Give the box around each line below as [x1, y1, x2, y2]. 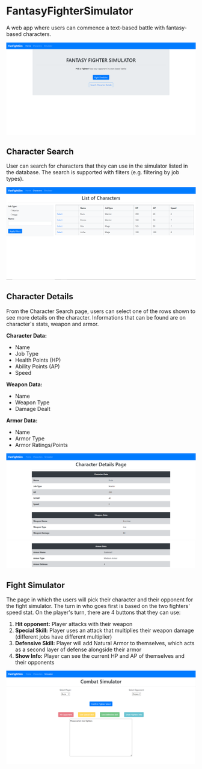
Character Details [6, 291, 73, 302]
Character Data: [6, 332, 47, 339]
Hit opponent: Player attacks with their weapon [14, 620, 133, 627]
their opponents [14, 658, 55, 666]
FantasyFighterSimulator [6, 4, 133, 18]
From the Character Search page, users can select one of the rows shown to [6, 308, 196, 315]
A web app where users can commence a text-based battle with [6, 24, 165, 31]
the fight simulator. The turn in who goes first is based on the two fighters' [6, 602, 191, 609]
